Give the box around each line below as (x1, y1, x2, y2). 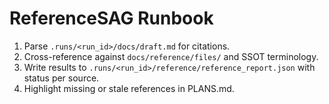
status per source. (23, 72, 100, 84)
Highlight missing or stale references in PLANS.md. (23, 82, 235, 94)
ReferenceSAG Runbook (9, 7, 214, 30)
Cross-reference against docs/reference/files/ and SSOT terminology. (23, 50, 319, 62)
